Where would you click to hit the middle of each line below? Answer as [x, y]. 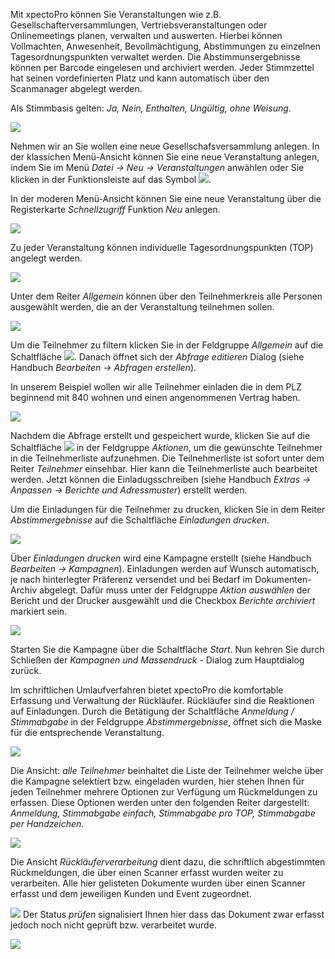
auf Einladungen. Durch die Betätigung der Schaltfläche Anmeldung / [152, 711]
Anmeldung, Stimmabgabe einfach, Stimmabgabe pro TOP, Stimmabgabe [163, 813]
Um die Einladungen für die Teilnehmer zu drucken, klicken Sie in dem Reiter [168, 509]
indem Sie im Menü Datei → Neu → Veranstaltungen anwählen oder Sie [157, 167]
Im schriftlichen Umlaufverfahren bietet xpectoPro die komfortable [147, 690]
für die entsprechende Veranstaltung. [87, 732]
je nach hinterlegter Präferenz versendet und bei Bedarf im [131, 579]
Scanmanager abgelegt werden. [76, 88]
